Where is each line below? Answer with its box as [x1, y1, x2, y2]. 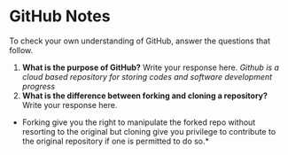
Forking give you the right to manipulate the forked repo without [21, 117, 256, 128]
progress [21, 81, 56, 91]
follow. [9, 44, 34, 55]
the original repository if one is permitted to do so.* [21, 136, 210, 146]
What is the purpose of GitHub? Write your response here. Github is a [21, 62, 279, 73]
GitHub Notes [9, 6, 111, 27]
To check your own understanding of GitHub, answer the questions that [9, 35, 270, 46]
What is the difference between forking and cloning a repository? [21, 90, 269, 101]
